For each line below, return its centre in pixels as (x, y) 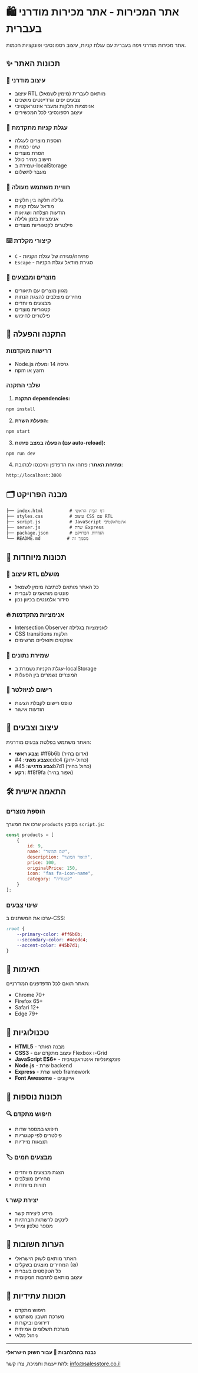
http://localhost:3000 (34, 475)
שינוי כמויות (27, 147)
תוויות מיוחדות (30, 1185)
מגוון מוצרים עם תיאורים (41, 290)
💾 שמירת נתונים (28, 656)
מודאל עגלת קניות (34, 206)
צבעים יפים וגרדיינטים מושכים (47, 99)
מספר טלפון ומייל (34, 1226)
